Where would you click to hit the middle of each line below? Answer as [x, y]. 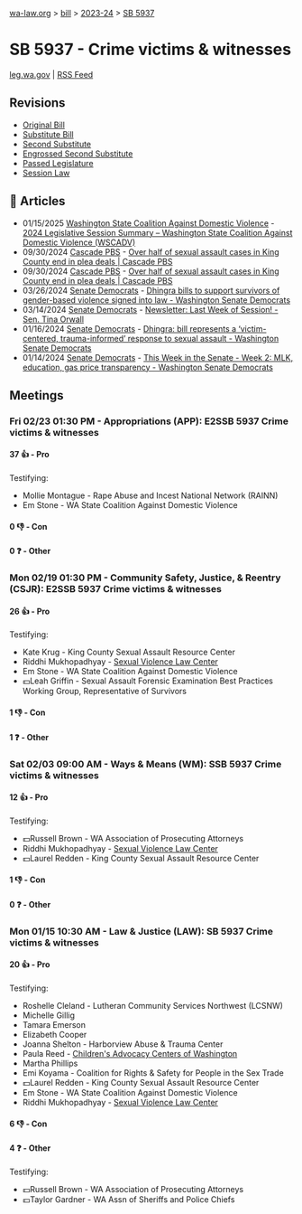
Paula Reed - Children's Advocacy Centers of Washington [130, 1054]
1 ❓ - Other [29, 737]
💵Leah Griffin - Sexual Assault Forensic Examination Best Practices [147, 681]
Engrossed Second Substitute [78, 154]
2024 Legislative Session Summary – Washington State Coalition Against [157, 232]
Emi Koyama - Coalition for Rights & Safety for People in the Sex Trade [153, 1073]
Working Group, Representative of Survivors [105, 692]
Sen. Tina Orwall [53, 319]
